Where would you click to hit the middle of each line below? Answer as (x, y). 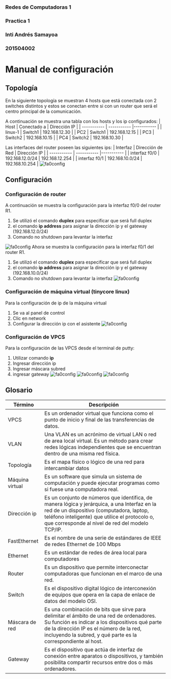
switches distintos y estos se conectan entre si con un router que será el (81, 106)
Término (24, 405)
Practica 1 (18, 20)
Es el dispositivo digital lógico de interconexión (100, 588)
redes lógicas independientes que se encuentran (103, 447)
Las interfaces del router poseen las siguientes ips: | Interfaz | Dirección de (84, 147)
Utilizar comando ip (33, 358)
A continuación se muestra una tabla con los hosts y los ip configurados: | (83, 121)
